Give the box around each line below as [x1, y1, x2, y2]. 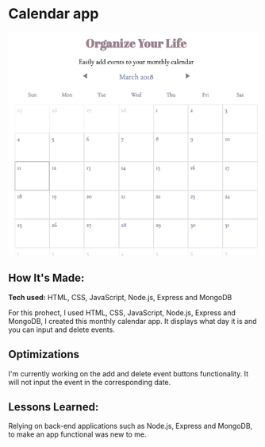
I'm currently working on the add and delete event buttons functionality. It [8, 368, 249, 378]
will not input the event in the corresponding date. [8, 377, 171, 387]
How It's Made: [8, 272, 85, 285]
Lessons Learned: [8, 400, 99, 414]
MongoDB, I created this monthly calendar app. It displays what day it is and [8, 316, 257, 326]
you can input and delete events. [8, 325, 115, 334]
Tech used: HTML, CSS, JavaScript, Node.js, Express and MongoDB [8, 292, 232, 302]
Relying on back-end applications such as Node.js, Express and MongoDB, [8, 422, 253, 431]
